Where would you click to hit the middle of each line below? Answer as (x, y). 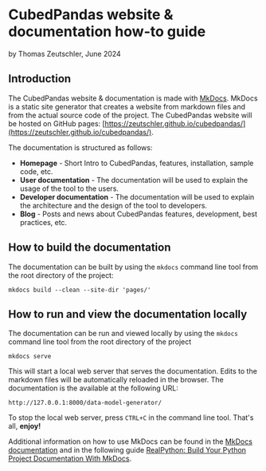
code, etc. (36, 171)
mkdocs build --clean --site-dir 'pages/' (80, 290)
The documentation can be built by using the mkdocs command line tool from (133, 267)
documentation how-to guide (107, 32)
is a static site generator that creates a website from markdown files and (127, 106)
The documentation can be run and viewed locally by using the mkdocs (123, 334)
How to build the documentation (90, 248)
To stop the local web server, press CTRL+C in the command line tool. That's (131, 418)
